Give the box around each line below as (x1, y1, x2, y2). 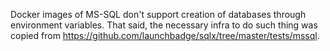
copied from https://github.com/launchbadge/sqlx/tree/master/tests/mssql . (10, 30, 320, 41)
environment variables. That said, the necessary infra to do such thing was (10, 19, 318, 31)
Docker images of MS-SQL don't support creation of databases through (10, 9, 307, 20)
